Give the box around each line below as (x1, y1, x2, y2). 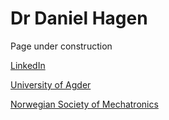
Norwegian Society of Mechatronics (10, 98, 159, 110)
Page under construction (10, 40, 113, 52)
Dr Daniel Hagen (10, 7, 148, 30)
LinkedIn (10, 59, 46, 71)
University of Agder (10, 78, 92, 91)
